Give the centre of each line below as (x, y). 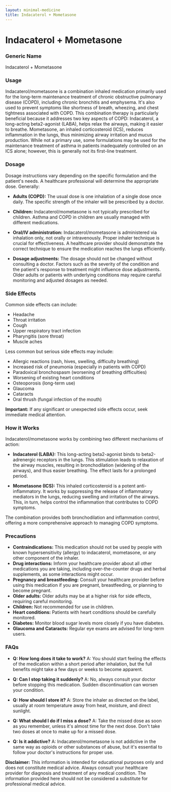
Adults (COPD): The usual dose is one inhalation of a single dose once (87, 196)
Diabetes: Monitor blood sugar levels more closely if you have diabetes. (88, 623)
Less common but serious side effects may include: (59, 351)
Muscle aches (27, 341)
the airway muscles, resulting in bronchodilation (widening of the (81, 465)
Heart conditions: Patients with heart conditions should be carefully (84, 612)
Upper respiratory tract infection (47, 330)
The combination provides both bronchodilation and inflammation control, (83, 518)
